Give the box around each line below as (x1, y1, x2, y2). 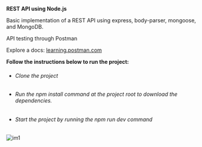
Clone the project (14, 72, 58, 79)
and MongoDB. (6, 23, 44, 30)
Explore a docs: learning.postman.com (6, 46, 103, 54)
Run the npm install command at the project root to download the (14, 90, 178, 98)
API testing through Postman (6, 35, 78, 42)
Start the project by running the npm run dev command (14, 116, 153, 123)
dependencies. (14, 97, 52, 104)
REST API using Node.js (6, 5, 68, 12)
